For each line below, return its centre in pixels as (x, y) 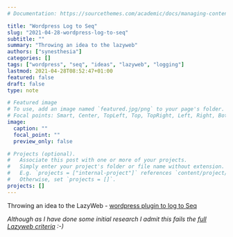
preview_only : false (43, 141)
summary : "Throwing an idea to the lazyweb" (72, 46)
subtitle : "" (26, 39)
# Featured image (32, 103)
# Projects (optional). (42, 154)
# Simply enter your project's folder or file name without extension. (116, 167)
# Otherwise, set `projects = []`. (62, 180)
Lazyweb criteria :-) (36, 226)
